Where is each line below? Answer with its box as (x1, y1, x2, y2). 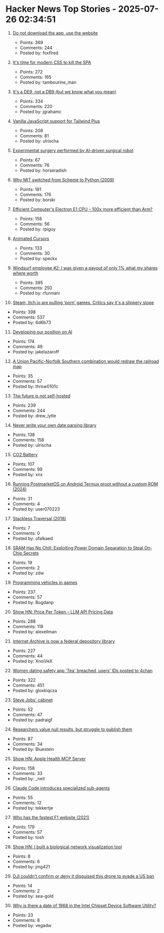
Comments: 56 (20, 221, 50, 227)
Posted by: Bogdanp (12, 599, 54, 605)
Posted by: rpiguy (20, 226, 56, 232)
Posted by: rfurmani (20, 290, 60, 296)
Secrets (23, 550, 39, 556)
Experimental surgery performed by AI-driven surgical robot (12, 147, 134, 153)
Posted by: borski (20, 197, 56, 203)
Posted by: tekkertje (12, 805, 53, 811)
